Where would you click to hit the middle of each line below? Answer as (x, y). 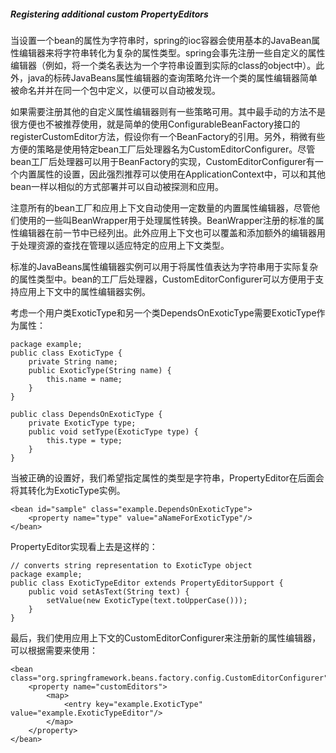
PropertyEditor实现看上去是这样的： (84, 546)
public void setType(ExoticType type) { (113, 431)
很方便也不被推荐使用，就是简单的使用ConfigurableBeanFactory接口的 (155, 124)
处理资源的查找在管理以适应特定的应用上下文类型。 (124, 245)
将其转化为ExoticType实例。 (68, 490)
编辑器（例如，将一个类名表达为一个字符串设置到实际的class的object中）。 (163, 65)
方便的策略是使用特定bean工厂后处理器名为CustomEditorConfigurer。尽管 (163, 149)
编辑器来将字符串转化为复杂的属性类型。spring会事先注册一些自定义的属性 (172, 52)
